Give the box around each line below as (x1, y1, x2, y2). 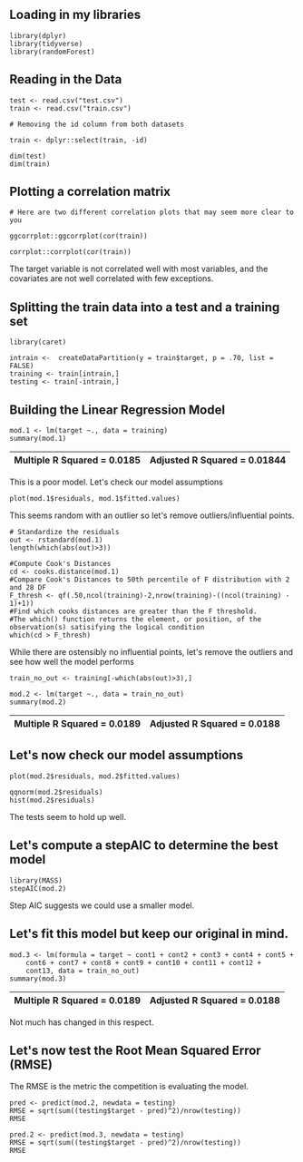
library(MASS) (9, 875, 64, 885)
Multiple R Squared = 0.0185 (14, 454, 142, 466)
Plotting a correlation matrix (9, 184, 171, 200)
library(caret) (9, 337, 67, 347)
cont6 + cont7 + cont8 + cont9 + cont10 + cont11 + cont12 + (25, 958, 261, 967)
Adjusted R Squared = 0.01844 (149, 454, 287, 466)
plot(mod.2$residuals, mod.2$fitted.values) (9, 771, 181, 781)
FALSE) (9, 362, 34, 371)
